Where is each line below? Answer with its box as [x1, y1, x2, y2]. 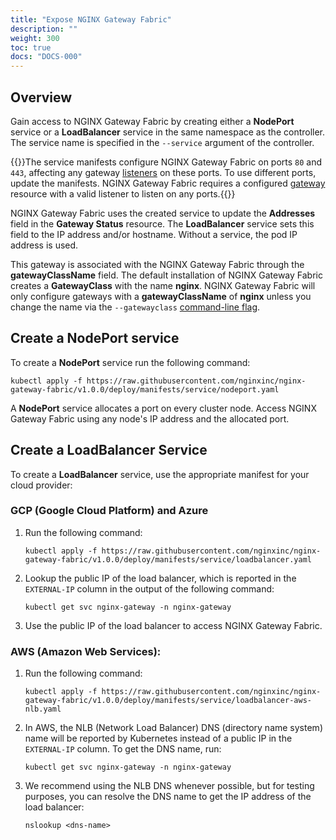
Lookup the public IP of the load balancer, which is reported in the [24, 572, 297, 584]
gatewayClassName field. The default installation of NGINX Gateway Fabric [10, 269, 323, 281]
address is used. [10, 239, 79, 251]
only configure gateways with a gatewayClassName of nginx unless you [10, 290, 312, 302]
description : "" [10, 24, 78, 34]
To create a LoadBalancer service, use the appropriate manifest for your [10, 468, 310, 480]
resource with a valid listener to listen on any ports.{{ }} [10, 187, 236, 200]
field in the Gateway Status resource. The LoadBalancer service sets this [10, 217, 315, 230]
